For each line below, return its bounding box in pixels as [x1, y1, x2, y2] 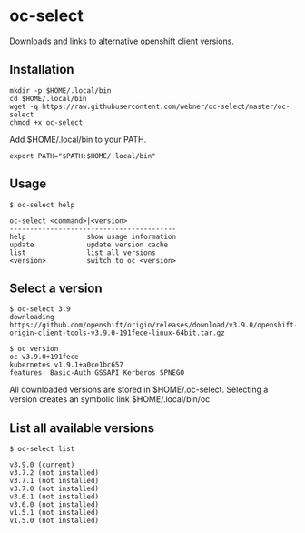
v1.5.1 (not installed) [9, 508, 100, 518]
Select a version [9, 280, 103, 296]
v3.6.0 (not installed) [9, 500, 100, 509]
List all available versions [9, 420, 155, 436]
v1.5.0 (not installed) [9, 516, 100, 526]
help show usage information [9, 232, 177, 241]
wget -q [9, 102, 39, 111]
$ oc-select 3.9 [9, 305, 71, 314]
